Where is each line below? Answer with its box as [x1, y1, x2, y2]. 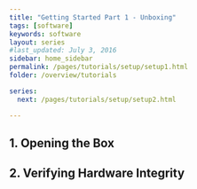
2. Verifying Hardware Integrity [9, 166, 185, 181]
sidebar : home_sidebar [9, 54, 93, 63]
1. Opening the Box [9, 135, 115, 151]
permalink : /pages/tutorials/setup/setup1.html [9, 63, 189, 72]
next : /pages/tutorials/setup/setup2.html [17, 95, 177, 104]
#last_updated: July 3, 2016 [9, 46, 117, 55]
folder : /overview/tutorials [9, 71, 117, 80]
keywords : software [9, 29, 82, 38]
